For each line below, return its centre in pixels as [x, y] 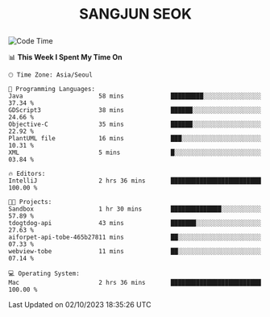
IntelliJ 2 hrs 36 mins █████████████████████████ [135, 181]
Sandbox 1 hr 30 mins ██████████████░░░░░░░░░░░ [135, 209]
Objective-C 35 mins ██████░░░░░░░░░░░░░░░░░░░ [135, 125]
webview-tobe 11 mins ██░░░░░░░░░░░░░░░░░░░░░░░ [135, 252]
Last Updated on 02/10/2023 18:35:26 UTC [80, 305]
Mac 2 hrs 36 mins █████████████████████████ [135, 283]
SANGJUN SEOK [135, 14]
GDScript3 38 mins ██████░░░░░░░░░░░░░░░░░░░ [135, 111]
